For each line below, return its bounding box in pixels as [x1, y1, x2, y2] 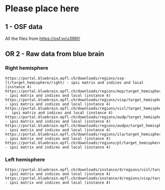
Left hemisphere [5, 156, 45, 163]
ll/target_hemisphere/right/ [5, 80, 65, 85]
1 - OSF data [5, 23, 43, 31]
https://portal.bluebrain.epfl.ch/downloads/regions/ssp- [5, 76, 126, 81]
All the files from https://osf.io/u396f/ [5, 35, 81, 41]
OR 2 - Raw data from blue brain [5, 50, 105, 58]
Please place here [5, 3, 80, 14]
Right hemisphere [5, 64, 49, 71]
